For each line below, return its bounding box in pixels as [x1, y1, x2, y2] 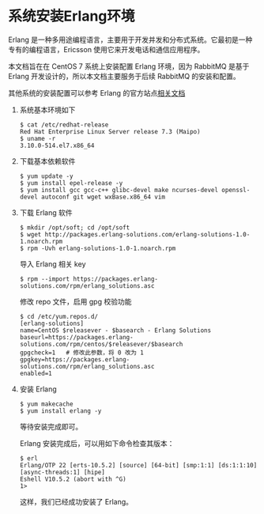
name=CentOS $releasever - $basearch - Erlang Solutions [19, 326, 212, 334]
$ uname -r [19, 134, 56, 142]
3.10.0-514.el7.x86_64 [19, 142, 95, 149]
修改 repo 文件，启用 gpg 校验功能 [19, 297, 132, 306]
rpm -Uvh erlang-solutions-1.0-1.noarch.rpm [27, 244, 176, 252]
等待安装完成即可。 [19, 421, 83, 431]
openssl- [221, 186, 251, 194]
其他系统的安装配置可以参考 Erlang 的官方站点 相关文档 [8, 88, 186, 97]
